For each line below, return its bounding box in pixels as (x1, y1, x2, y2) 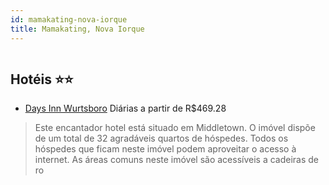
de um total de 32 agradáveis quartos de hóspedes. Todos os (34, 132, 289, 145)
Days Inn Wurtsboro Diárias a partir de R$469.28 (24, 102, 227, 115)
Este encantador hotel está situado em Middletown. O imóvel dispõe (34, 122, 316, 134)
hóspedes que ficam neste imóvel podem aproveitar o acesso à (34, 143, 297, 155)
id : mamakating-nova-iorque (10, 14, 128, 25)
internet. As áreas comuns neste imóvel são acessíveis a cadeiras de (34, 154, 320, 166)
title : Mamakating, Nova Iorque (10, 24, 145, 34)
